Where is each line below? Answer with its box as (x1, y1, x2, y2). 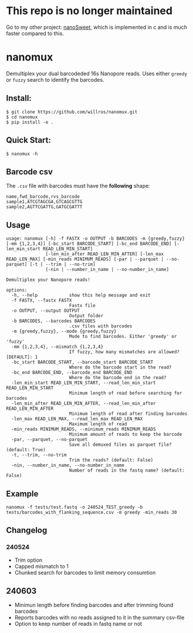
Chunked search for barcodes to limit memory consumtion (14, 569, 156, 576)
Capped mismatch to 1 (14, 562, 69, 569)
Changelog (6, 525, 48, 535)
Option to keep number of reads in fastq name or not (14, 620, 143, 628)
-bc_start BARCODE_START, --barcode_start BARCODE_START (11, 359, 154, 366)
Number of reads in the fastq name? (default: (69, 468, 185, 473)
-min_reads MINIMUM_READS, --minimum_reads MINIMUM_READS (11, 426, 157, 432)
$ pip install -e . (6, 119, 54, 125)
